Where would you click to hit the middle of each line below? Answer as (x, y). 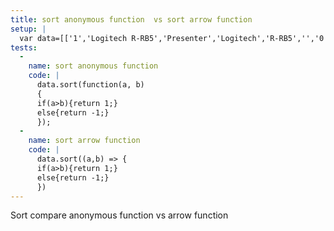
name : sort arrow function (84, 141)
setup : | (28, 29)
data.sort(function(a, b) (90, 85)
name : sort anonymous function (93, 66)
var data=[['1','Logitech (73, 38)
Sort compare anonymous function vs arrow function (119, 215)
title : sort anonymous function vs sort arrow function (131, 19)
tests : (24, 47)
